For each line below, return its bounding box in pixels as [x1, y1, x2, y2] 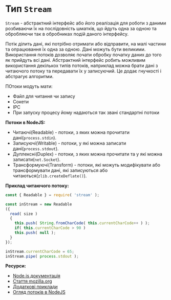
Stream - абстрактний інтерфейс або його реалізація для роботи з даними [5, 20, 166, 26]
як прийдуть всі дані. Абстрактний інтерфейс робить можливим [5, 57, 146, 63]
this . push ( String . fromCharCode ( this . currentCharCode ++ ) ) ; [14, 221, 150, 226]
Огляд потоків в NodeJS [12, 289, 66, 295]
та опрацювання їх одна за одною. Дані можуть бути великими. [5, 46, 146, 52]
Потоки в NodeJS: [5, 119, 46, 125]
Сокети [12, 98, 29, 105]
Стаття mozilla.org [12, 278, 52, 284]
